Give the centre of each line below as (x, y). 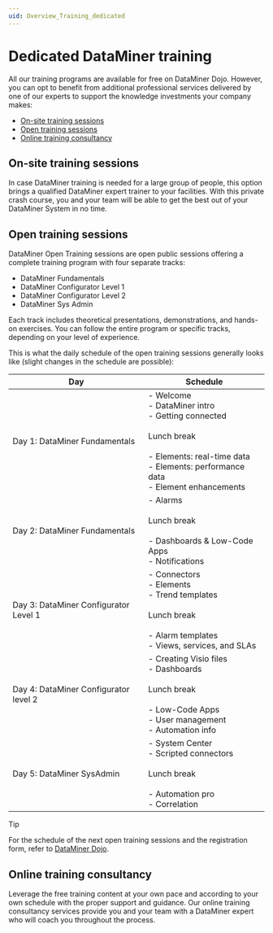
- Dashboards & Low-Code (200, 541)
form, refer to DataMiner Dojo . (59, 849)
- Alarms (165, 500)
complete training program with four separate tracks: (97, 263)
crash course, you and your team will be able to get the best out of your (128, 200)
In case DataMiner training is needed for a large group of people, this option (135, 183)
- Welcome (169, 395)
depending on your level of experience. (74, 338)
